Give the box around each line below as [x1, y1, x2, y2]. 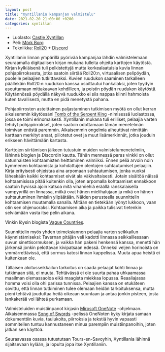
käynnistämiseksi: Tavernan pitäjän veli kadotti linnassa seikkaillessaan [5, 234, 149, 240]
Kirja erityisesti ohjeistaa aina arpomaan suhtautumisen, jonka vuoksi [5, 168, 145, 174]
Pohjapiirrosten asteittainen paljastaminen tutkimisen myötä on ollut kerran [5, 106, 157, 112]
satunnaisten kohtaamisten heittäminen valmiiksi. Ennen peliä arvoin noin [5, 157, 154, 163]
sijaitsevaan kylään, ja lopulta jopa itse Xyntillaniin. [5, 341, 107, 348]
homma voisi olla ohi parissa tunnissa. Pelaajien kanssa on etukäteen [5, 281, 145, 286]
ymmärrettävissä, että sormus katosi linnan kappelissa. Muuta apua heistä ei [5, 250, 160, 256]
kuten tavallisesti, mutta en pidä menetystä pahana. [5, 97, 110, 103]
